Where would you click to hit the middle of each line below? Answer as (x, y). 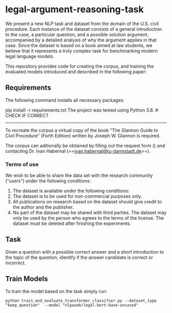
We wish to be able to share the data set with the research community (79, 176)
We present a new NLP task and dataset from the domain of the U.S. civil (82, 24)
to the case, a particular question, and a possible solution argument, (77, 34)
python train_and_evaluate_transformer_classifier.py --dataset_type (81, 301)
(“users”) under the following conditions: (48, 181)
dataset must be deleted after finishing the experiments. (72, 223)
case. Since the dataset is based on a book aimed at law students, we (79, 45)
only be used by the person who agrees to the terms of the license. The (88, 218)
